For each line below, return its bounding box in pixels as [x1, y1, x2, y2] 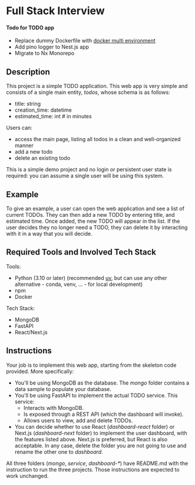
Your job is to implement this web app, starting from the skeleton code [6, 362, 177, 369]
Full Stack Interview [6, 4, 105, 18]
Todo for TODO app [6, 24, 55, 31]
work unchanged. [6, 472, 49, 479]
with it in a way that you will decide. [6, 230, 92, 237]
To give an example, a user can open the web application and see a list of [6, 205, 184, 212]
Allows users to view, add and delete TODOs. [23, 416, 133, 424]
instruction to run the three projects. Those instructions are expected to [6, 466, 180, 473]
